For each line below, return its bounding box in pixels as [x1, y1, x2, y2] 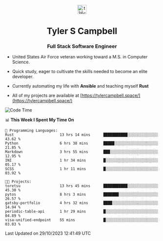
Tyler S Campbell [46, 26, 118, 37]
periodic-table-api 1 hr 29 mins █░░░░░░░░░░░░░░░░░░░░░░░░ [5, 209, 159, 214]
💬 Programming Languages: [5, 128, 58, 133]
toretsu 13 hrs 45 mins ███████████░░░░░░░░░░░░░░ [5, 184, 159, 188]
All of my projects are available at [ [12, 93, 82, 98]
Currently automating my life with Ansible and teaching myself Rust [12, 83, 149, 89]
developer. [12, 74, 34, 80]
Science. [12, 59, 30, 65]
